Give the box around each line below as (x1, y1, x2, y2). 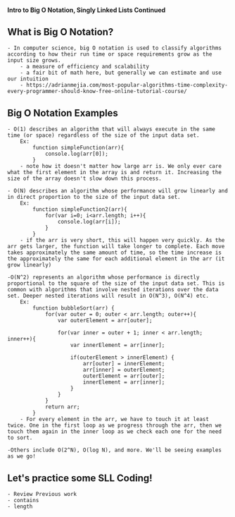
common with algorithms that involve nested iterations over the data (7, 286, 219, 293)
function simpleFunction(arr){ (32, 145, 125, 152)
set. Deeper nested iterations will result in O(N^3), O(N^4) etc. (7, 293, 210, 300)
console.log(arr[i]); (57, 219, 121, 226)
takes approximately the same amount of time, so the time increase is (7, 249, 222, 257)
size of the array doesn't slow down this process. (7, 175, 162, 183)
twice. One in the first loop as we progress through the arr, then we (7, 422, 222, 430)
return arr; (44, 403, 80, 410)
